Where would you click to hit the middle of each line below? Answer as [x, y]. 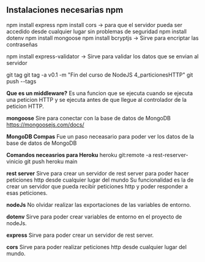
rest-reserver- [170, 155]
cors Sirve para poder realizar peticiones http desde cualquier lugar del [96, 247]
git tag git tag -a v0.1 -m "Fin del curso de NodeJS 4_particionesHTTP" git [100, 75]
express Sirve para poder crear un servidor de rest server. [80, 235]
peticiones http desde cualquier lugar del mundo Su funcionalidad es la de [100, 180]
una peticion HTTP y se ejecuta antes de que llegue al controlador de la [96, 99]
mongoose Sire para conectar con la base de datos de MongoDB [89, 118]
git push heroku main [51, 161]
